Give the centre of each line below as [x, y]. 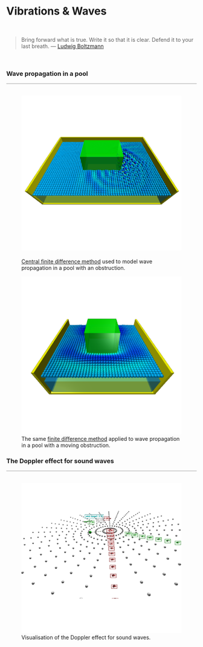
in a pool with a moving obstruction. [66, 445]
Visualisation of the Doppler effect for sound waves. [86, 637]
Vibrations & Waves [56, 11]
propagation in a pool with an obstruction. [73, 268]
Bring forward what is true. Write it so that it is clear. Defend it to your [107, 39]
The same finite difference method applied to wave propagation [101, 438]
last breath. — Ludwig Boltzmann [62, 46]
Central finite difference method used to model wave [87, 261]
